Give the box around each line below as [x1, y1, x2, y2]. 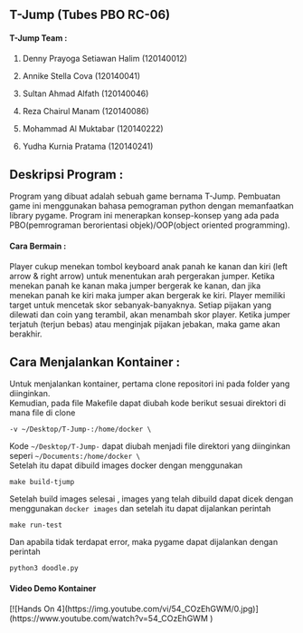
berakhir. [9, 328, 43, 339]
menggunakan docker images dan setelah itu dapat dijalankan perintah [9, 503, 271, 514]
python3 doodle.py [9, 564, 79, 573]
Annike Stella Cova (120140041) [22, 70, 141, 81]
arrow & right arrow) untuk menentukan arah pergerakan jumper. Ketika [9, 270, 276, 281]
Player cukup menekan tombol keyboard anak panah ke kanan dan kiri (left [9, 260, 288, 271]
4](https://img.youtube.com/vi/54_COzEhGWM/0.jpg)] [56, 603, 260, 614]
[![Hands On [9, 603, 55, 614]
